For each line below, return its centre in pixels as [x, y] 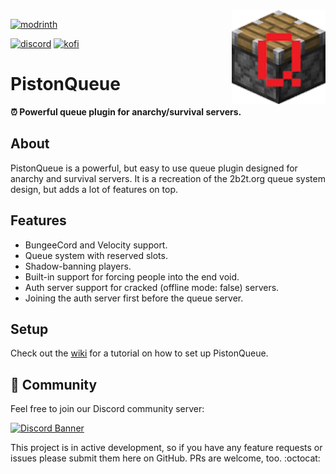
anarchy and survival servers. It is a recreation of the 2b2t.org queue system [168, 178]
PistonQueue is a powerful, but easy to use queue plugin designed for [154, 168]
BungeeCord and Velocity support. [96, 245]
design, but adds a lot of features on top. [94, 189]
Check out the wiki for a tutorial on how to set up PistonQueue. [139, 353]
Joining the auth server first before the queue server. [134, 298]
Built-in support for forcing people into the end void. [132, 276]
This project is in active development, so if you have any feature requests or [166, 448]
